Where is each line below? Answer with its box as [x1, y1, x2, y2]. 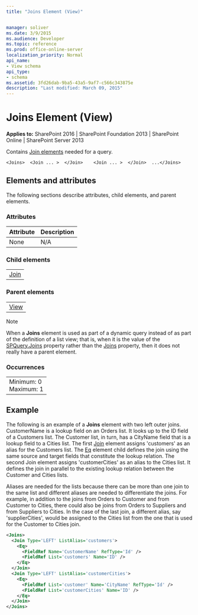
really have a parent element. [6, 348, 77, 355]
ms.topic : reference [6, 41, 57, 47]
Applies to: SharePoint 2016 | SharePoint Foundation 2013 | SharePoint [6, 130, 179, 138]
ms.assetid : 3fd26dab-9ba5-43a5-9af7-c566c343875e [6, 79, 134, 86]
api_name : [6, 58, 31, 63]
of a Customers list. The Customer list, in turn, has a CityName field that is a [6, 434, 191, 441]
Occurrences [6, 363, 45, 371]
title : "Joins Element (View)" [6, 8, 83, 15]
